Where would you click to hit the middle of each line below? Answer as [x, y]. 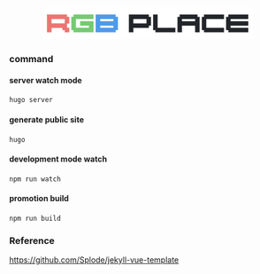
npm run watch [35, 179]
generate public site [46, 119]
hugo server [31, 100]
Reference [32, 240]
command [31, 59]
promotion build [39, 199]
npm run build [35, 218]
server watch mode [46, 80]
